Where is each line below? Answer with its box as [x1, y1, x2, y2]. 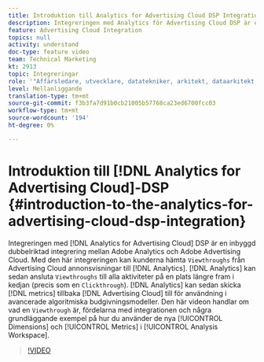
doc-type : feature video [8, 48, 90, 56]
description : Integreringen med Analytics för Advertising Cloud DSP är [8, 19, 251, 27]
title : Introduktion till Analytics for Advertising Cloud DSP [8, 11, 220, 20]
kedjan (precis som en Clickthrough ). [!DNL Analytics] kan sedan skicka [8, 280, 241, 290]
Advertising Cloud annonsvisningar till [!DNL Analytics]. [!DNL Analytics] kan [8, 263, 256, 272]
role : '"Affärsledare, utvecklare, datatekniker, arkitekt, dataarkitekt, [8, 77, 258, 85]
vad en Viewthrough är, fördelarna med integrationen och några [8, 305, 212, 315]
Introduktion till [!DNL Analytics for [8, 162, 241, 179]
